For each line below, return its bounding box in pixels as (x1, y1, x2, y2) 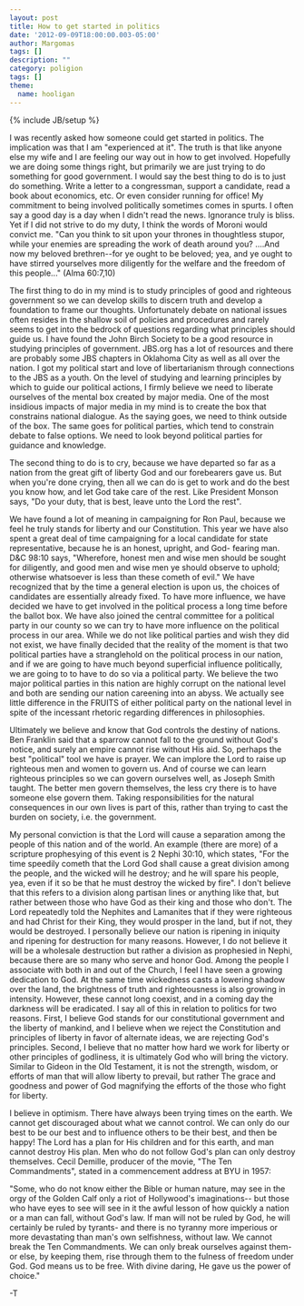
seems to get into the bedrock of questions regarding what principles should (9, 324, 296, 335)
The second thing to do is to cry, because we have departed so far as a (9, 457, 277, 468)
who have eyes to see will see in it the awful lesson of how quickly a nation (9, 1202, 289, 1213)
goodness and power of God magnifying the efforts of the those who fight (9, 1080, 286, 1091)
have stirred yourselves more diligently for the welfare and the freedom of (9, 257, 286, 268)
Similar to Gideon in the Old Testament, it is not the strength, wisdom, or (9, 1060, 279, 1071)
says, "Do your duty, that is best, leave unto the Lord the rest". (9, 496, 242, 507)
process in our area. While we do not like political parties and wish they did (9, 629, 289, 640)
